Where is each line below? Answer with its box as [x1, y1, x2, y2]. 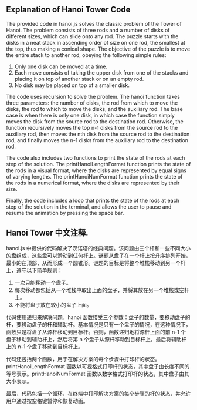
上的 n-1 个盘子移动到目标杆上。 [6, 343, 84, 350]
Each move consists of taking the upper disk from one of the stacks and [14, 69, 189, 76]
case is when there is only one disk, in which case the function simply [6, 112, 175, 119]
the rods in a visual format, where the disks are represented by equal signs [6, 167, 186, 174]
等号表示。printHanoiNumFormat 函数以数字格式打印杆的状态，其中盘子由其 [6, 370, 189, 377]
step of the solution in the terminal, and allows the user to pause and [6, 203, 172, 210]
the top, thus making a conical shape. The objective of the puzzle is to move [6, 45, 191, 52]
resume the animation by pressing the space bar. [6, 209, 124, 216]
